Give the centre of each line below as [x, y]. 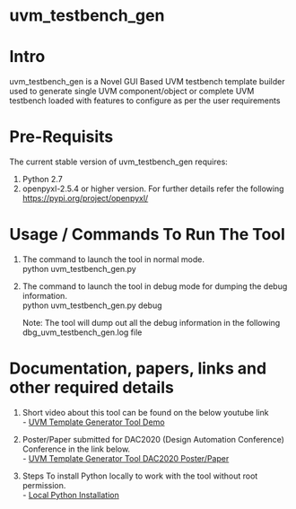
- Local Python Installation [70, 495]
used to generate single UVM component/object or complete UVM [132, 92]
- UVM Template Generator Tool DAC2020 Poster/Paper [126, 458]
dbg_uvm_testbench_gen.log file [82, 332]
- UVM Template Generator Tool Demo [93, 422]
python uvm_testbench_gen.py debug [92, 305]
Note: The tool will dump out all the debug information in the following [151, 323]
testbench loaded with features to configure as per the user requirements [145, 101]
